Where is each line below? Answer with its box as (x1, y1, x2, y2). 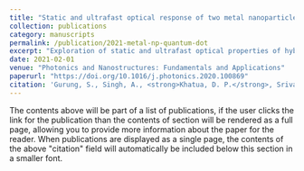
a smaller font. (9, 152, 63, 163)
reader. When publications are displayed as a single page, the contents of (9, 133, 284, 144)
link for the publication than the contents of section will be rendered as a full (9, 114, 293, 125)
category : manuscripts (9, 30, 95, 39)
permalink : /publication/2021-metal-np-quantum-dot (9, 38, 208, 48)
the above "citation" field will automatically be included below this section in (9, 143, 293, 154)
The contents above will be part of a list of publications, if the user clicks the (9, 104, 294, 115)
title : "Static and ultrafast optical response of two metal (9, 13, 245, 22)
